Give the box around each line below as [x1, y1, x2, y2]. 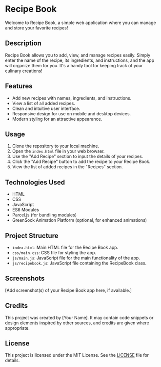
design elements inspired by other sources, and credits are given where [5, 320, 150, 326]
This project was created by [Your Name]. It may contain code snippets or [5, 315, 154, 320]
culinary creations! [5, 68, 42, 74]
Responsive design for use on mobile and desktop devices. [12, 110, 131, 116]
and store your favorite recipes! [5, 25, 68, 30]
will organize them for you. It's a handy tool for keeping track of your [5, 62, 143, 68]
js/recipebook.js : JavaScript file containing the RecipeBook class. [12, 260, 147, 266]
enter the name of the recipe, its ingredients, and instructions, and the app [5, 57, 155, 63]
